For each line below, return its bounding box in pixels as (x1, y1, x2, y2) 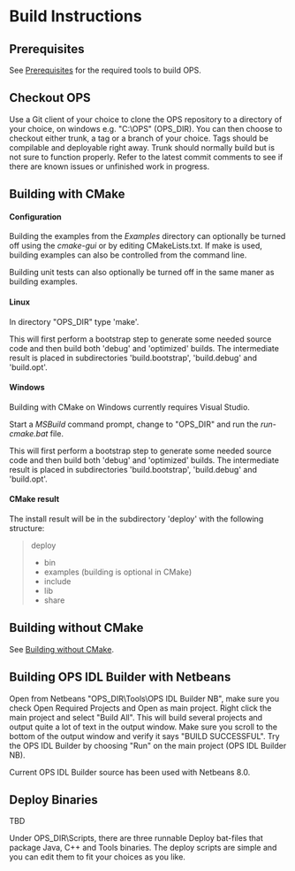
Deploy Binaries (9, 792, 99, 807)
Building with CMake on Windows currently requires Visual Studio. (9, 401, 250, 412)
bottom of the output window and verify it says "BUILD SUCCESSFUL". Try (9, 730, 280, 741)
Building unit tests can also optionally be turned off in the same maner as (9, 267, 275, 278)
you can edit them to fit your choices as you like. (9, 852, 185, 862)
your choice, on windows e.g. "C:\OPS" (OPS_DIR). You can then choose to (9, 123, 283, 134)
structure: (9, 523, 45, 534)
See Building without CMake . (9, 644, 115, 654)
